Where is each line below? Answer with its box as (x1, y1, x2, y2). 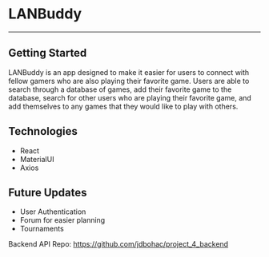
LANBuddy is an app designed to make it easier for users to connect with (8, 67, 250, 77)
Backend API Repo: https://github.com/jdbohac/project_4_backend (8, 239, 229, 249)
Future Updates (8, 185, 87, 200)
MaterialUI (19, 154, 54, 164)
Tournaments (19, 224, 64, 234)
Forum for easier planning (19, 215, 106, 225)
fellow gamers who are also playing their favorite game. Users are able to (8, 76, 250, 85)
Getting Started (8, 46, 87, 60)
